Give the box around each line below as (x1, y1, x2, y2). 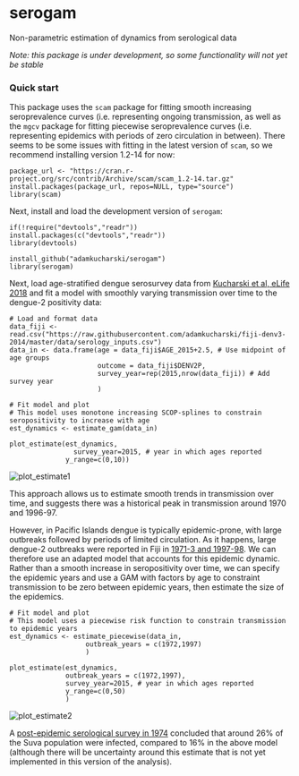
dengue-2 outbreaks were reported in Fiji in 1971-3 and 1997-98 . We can (9, 544, 277, 555)
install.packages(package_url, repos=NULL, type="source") (9, 183, 235, 192)
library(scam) (9, 191, 63, 200)
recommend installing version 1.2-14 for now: (9, 149, 175, 160)
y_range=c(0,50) (65, 687, 126, 696)
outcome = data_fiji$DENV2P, (97, 362, 206, 371)
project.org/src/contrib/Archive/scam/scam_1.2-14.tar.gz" (9, 175, 235, 183)
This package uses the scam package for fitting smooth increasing (9, 102, 252, 113)
